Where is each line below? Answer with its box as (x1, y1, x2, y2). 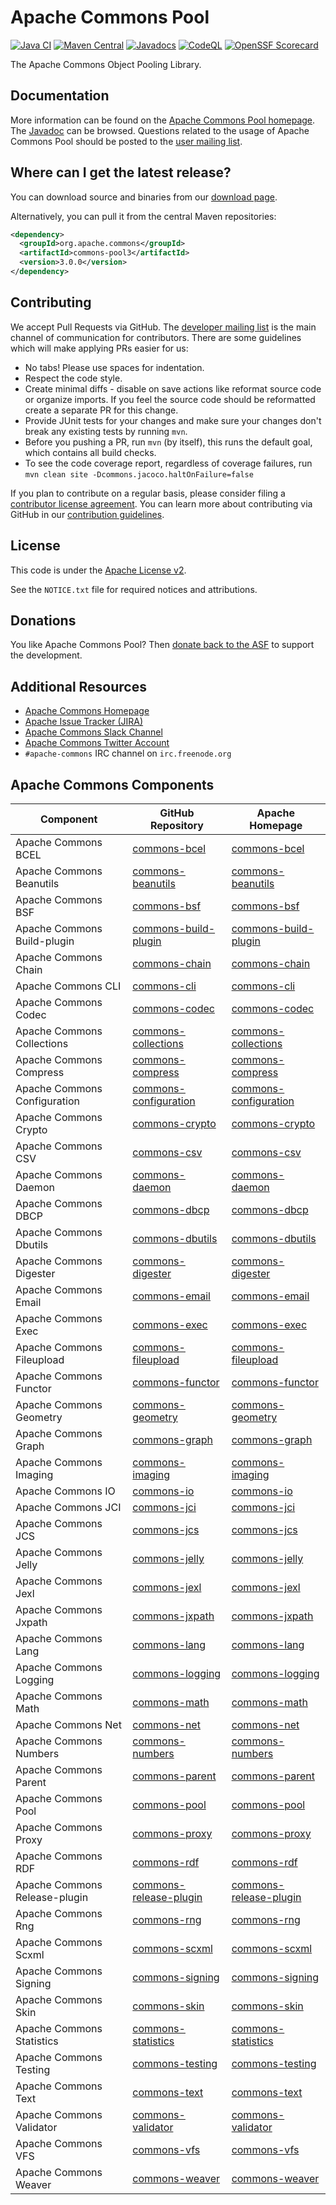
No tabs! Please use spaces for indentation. (24, 361, 205, 373)
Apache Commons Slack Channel (24, 726, 163, 738)
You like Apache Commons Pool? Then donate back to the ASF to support (10, 639, 315, 651)
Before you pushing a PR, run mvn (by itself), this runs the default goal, (24, 436, 313, 448)
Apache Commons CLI (15, 979, 122, 993)
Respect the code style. (24, 372, 123, 384)
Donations (10, 612, 77, 629)
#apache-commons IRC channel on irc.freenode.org (24, 747, 232, 760)
